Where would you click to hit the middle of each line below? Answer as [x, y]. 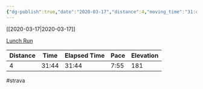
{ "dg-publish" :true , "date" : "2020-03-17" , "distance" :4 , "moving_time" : [96, 12]
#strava [16, 80]
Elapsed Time [85, 55]
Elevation [145, 55]
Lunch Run [20, 40]
